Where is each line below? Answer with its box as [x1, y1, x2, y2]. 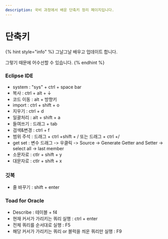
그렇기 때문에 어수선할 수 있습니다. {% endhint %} [5, 59, 105, 65]
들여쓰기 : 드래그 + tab [12, 120, 58, 127]
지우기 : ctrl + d [12, 108, 44, 114]
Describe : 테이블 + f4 [12, 209, 58, 216]
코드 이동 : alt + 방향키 [12, 96, 57, 102]
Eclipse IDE [5, 72, 33, 79]
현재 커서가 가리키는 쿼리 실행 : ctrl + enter [12, 216, 98, 222]
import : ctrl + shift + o [12, 102, 60, 108]
